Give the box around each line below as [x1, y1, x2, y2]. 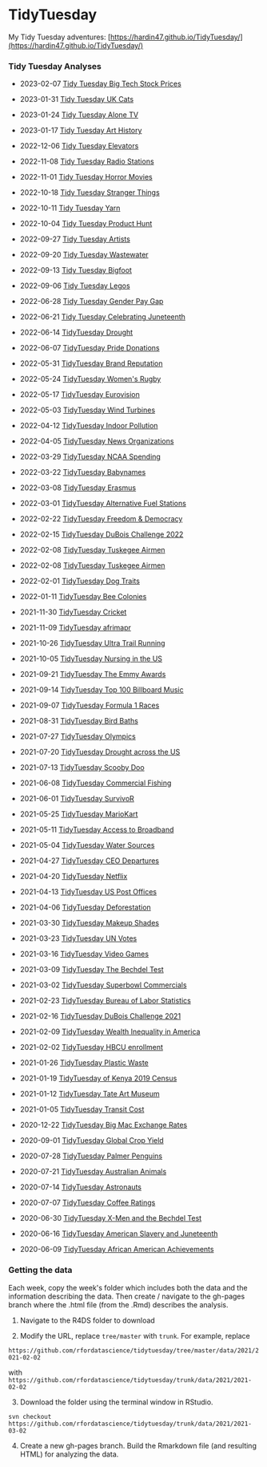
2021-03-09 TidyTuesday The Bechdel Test [19, 965, 164, 975]
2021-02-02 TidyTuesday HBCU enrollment [19, 1043, 164, 1052]
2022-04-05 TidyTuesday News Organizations [19, 436, 174, 446]
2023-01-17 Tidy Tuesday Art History [19, 126, 142, 136]
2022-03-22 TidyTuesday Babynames [19, 468, 146, 477]
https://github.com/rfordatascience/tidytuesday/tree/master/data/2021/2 [8, 1346, 260, 1355]
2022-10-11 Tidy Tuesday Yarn [19, 203, 121, 213]
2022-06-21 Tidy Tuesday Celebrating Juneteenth [19, 312, 186, 322]
